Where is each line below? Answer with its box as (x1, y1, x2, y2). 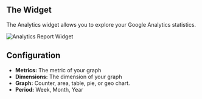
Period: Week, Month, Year (15, 86, 83, 93)
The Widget (6, 5, 52, 15)
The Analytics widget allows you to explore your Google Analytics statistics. (6, 21, 197, 28)
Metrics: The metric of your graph (15, 66, 102, 73)
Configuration (6, 50, 61, 61)
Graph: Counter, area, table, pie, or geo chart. (15, 79, 130, 87)
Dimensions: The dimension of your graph (15, 73, 122, 80)
